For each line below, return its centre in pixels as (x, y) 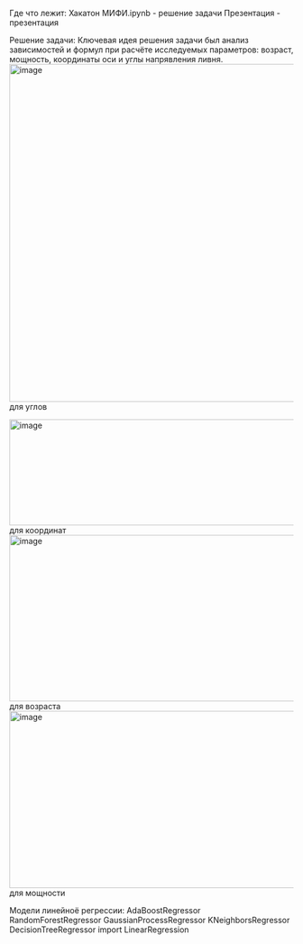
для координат (38, 530)
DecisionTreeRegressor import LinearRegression (99, 930)
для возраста (35, 706)
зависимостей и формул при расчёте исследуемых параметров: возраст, (151, 50)
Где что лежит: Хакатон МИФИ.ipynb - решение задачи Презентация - (145, 13)
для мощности (37, 893)
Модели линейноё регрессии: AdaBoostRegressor (105, 910)
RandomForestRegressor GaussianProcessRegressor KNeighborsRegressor (150, 920)
